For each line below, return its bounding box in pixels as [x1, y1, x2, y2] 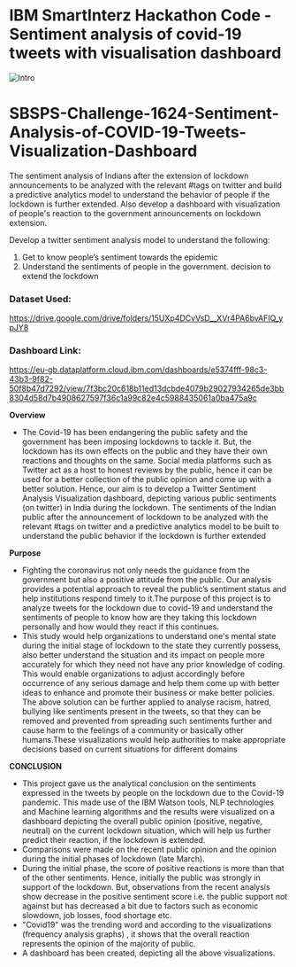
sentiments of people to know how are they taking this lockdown [21, 612, 257, 623]
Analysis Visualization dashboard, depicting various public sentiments [21, 493, 277, 503]
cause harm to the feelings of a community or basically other [21, 725, 245, 736]
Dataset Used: [9, 292, 72, 305]
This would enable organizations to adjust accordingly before [21, 668, 246, 679]
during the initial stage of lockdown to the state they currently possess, [21, 640, 281, 651]
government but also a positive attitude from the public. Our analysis [21, 574, 272, 585]
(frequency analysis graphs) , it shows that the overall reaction [21, 929, 250, 940]
